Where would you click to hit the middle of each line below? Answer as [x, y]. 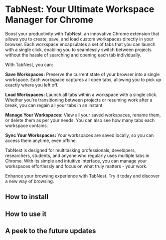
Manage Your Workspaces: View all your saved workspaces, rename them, [83, 115]
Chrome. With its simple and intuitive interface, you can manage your [76, 160]
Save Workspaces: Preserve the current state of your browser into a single [83, 74]
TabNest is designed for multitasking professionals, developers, [71, 150]
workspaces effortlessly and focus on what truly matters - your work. [76, 166]
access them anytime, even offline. [41, 140]
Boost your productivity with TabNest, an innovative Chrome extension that [82, 33]
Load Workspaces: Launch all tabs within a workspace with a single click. [81, 94]
